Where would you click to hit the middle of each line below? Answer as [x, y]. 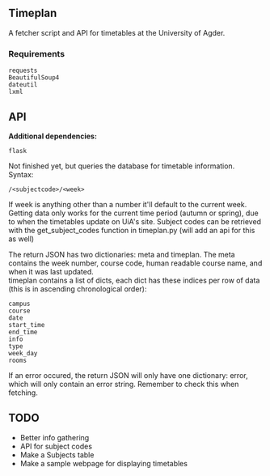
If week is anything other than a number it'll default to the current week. [128, 204]
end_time [23, 332]
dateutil [23, 85]
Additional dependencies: [53, 136]
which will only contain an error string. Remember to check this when [124, 384]
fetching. [23, 393]
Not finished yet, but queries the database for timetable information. [122, 166]
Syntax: [21, 174]
